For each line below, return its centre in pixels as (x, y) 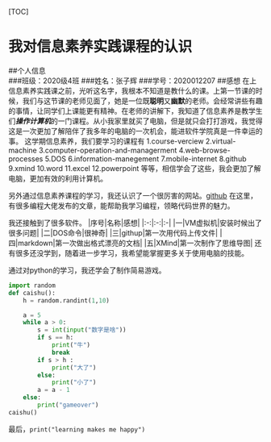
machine (23, 150)
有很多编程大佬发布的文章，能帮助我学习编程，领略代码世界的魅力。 (121, 206)
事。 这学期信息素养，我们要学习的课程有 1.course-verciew (106, 141)
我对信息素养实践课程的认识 (100, 47)
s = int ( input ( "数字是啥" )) (82, 330)
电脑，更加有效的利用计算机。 (58, 178)
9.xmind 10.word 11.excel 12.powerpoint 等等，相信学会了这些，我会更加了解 (135, 168)
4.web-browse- (205, 150)
